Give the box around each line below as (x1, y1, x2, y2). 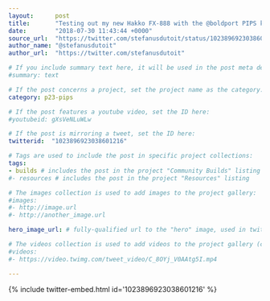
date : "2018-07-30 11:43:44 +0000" (8, 27, 153, 35)
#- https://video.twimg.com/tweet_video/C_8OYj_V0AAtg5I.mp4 (8, 255, 218, 263)
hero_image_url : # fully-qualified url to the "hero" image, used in (8, 226, 247, 234)
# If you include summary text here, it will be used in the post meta (8, 64, 253, 72)
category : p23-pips (8, 93, 74, 101)
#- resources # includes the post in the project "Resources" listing (8, 174, 250, 182)
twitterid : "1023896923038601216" (8, 138, 128, 146)
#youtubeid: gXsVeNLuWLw (8, 115, 92, 123)
